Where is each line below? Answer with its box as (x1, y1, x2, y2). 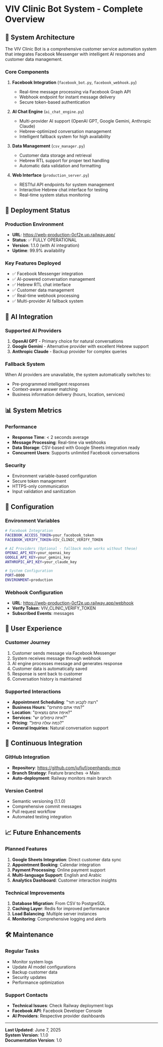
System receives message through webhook (12, 655, 101, 661)
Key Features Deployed (5, 259, 61, 266)
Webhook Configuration (5, 589, 63, 596)
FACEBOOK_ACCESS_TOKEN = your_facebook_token (5, 533, 95, 538)
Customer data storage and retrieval (19, 152, 92, 159)
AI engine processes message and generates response (12, 660, 123, 666)
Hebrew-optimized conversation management (19, 128, 112, 134)
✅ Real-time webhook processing (12, 293, 80, 299)
